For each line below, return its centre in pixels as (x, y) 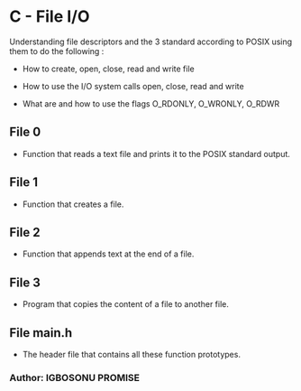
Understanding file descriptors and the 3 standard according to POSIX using (151, 42)
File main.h (41, 333)
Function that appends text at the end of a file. (108, 254)
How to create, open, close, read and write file (109, 69)
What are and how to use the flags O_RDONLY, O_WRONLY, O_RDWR (151, 103)
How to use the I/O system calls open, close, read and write (133, 86)
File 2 (25, 232)
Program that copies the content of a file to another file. (126, 304)
